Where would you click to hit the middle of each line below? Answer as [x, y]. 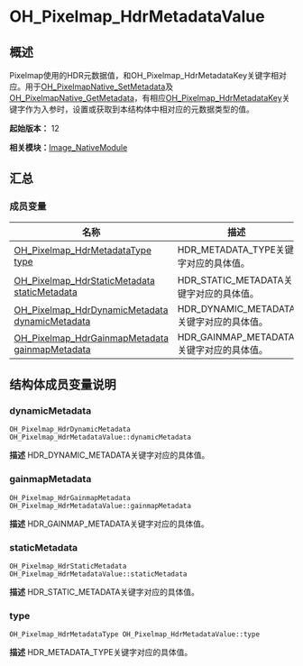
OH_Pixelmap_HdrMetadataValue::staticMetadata [98, 574]
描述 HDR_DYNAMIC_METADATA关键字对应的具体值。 [110, 455]
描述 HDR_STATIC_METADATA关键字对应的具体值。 [105, 591]
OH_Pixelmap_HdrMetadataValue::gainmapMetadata [101, 506]
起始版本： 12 [35, 128]
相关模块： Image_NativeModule [69, 147]
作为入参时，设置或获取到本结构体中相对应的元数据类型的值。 [139, 109]
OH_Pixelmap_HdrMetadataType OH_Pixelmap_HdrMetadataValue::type [134, 634]
